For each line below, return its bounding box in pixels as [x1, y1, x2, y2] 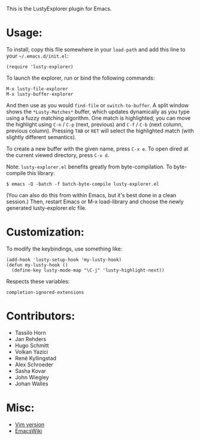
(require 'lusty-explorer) [6, 64, 74, 70]
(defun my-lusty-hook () [6, 262, 68, 268]
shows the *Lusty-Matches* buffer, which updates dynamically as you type [6, 108, 190, 115]
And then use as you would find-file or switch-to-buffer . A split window [6, 101, 189, 109]
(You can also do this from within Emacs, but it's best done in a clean [6, 191, 177, 198]
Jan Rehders [14, 335, 47, 342]
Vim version [14, 421, 45, 428]
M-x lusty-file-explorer [6, 86, 68, 92]
